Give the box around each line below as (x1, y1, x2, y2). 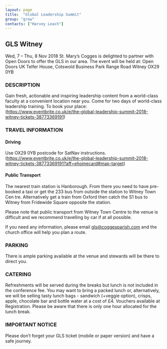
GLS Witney (5, 39, 43, 48)
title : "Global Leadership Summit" (5, 12, 81, 17)
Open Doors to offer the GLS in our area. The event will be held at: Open (5, 58, 154, 64)
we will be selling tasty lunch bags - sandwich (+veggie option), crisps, (5, 293, 152, 299)
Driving (5, 138, 21, 145)
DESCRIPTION (5, 81, 40, 88)
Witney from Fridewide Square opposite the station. (5, 199, 111, 205)
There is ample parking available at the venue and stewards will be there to (5, 253, 160, 259)
